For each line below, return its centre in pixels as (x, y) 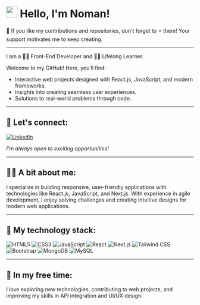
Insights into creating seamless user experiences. (76, 92)
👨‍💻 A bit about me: (41, 173)
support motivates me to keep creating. (54, 39)
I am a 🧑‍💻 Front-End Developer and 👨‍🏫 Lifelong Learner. (75, 56)
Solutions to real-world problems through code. (73, 98)
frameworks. (30, 86)
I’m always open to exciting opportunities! (57, 148)
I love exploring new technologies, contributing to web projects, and (90, 290)
